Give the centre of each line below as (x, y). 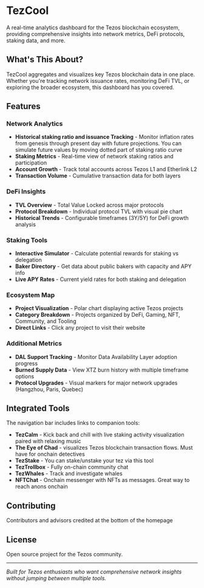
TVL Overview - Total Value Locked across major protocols (89, 205)
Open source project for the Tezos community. (65, 554)
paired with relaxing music (48, 441)
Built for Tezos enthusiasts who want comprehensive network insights (94, 572)
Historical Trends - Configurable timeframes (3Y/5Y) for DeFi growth (102, 218)
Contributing (31, 505)
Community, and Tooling (46, 321)
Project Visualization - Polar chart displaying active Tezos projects (99, 308)
